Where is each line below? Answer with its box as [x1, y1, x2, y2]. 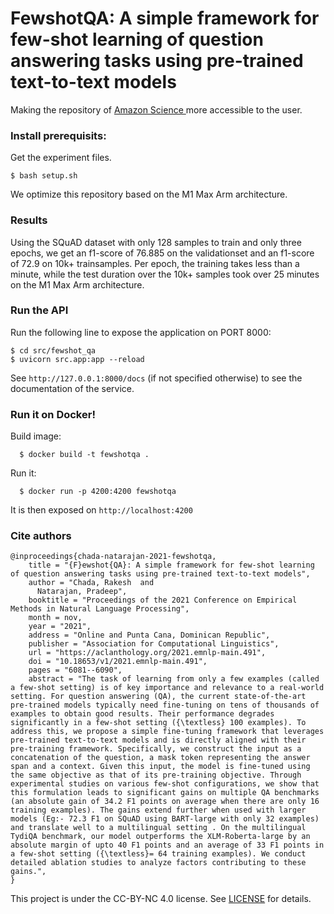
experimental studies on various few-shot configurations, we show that [10, 779, 320, 789]
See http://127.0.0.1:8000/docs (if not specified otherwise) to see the [10, 372, 303, 384]
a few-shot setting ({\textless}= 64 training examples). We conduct [10, 849, 307, 859]
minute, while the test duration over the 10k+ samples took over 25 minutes [10, 268, 320, 280]
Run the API [10, 303, 69, 317]
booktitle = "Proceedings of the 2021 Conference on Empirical [28, 595, 298, 606]
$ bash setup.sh [10, 171, 78, 181]
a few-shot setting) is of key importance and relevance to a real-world [10, 683, 325, 693]
